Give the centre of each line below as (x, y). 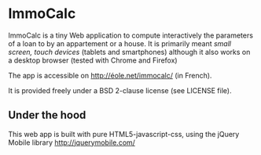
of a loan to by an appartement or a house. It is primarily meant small (120, 43)
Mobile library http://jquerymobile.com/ (72, 142)
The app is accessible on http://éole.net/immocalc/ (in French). (110, 75)
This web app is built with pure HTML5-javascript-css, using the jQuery (124, 134)
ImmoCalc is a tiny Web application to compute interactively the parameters (131, 35)
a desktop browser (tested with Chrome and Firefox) (93, 60)
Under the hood (47, 115)
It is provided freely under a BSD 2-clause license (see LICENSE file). (120, 90)
